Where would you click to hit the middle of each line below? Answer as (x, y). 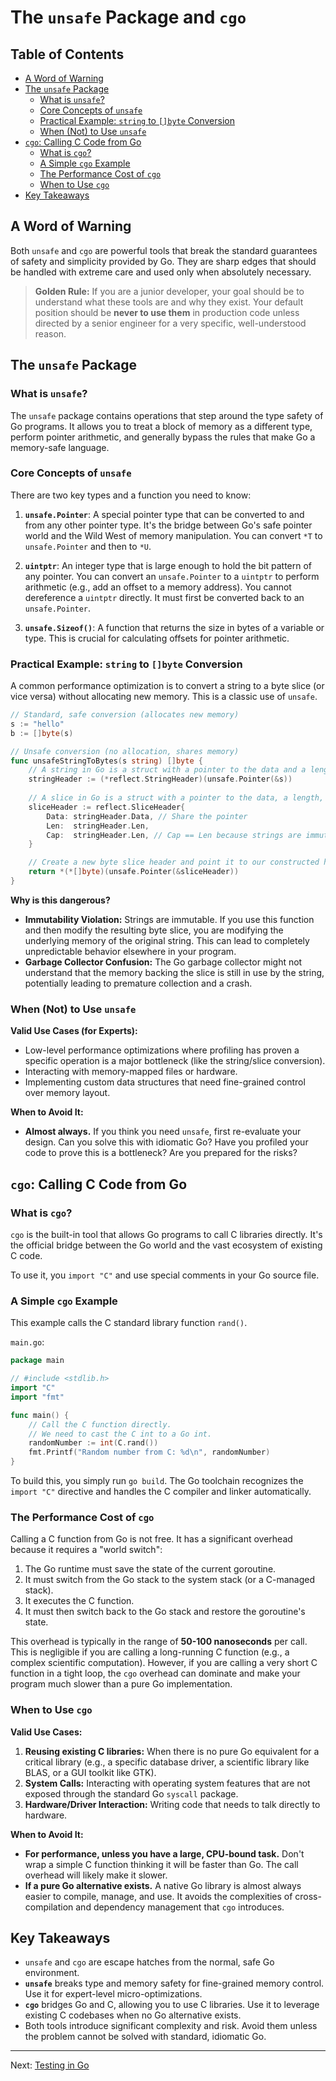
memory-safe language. (60, 447)
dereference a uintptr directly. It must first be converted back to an (164, 597)
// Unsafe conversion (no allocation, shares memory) (125, 751)
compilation (49, 1907)
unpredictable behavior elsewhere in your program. (130, 951)
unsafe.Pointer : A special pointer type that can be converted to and (164, 514)
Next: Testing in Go (50, 2065)
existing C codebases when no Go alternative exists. (133, 2015)
